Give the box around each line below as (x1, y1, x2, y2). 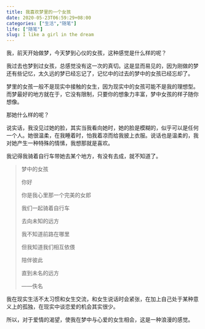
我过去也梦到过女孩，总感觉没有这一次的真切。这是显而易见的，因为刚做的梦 (6, 62, 199, 70)
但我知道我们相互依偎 (21, 243, 75, 251)
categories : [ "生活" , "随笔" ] (6, 20, 77, 26)
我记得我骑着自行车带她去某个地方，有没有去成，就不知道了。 (6, 152, 162, 160)
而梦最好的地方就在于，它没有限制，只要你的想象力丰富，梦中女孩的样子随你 (6, 91, 199, 98)
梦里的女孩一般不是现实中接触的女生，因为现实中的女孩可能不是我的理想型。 (6, 83, 199, 91)
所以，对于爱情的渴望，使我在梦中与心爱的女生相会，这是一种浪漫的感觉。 (6, 316, 193, 323)
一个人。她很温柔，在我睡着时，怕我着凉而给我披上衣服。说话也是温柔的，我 (6, 132, 199, 139)
